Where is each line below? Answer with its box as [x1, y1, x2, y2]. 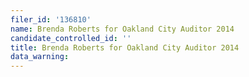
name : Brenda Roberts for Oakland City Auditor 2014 [10, 24, 235, 34]
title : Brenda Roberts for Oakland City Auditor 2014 [10, 42, 240, 53]
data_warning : [10, 52, 70, 62]
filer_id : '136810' [10, 14, 92, 25]
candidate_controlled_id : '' [10, 33, 132, 43]
